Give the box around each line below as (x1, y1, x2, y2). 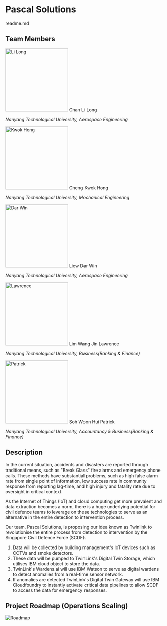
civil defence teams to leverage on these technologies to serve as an (5, 509, 148, 515)
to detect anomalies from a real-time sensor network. (12, 571, 123, 577)
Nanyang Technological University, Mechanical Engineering (5, 194, 130, 200)
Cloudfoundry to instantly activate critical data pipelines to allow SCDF (12, 582, 159, 588)
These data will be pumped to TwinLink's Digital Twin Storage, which (12, 555, 155, 561)
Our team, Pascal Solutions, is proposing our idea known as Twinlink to (5, 524, 152, 530)
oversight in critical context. (5, 488, 63, 494)
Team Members (5, 35, 55, 43)
